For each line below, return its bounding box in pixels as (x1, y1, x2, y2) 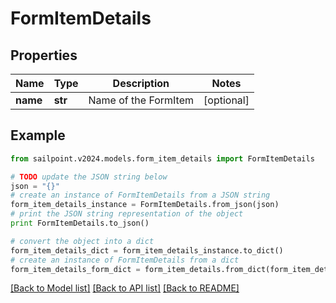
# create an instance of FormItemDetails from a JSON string (10, 190, 271, 201)
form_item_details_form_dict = (10, 264, 141, 274)
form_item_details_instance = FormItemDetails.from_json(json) (10, 200, 280, 210)
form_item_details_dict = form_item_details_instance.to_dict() (10, 245, 284, 256)
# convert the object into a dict (10, 236, 155, 246)
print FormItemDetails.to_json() (10, 218, 150, 229)
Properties (10, 47, 78, 64)
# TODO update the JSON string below (10, 172, 168, 182)
